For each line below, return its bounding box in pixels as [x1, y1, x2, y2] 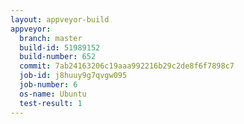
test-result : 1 [19, 98, 83, 108]
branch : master [19, 33, 83, 43]
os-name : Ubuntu [19, 89, 87, 99]
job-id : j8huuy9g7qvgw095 [19, 71, 128, 81]
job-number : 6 [19, 80, 78, 90]
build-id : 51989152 [19, 42, 101, 53]
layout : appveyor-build [10, 14, 110, 25]
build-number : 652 [19, 52, 97, 62]
